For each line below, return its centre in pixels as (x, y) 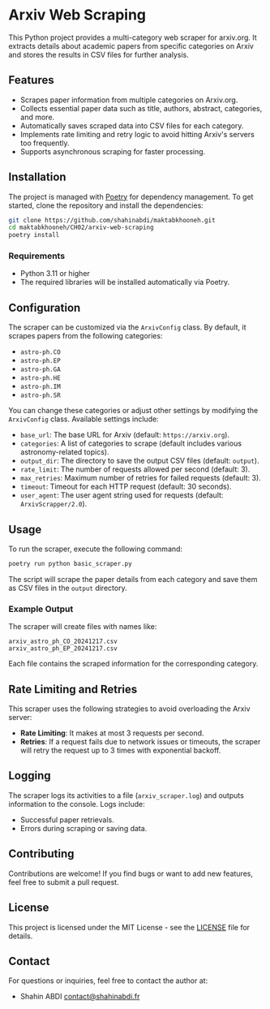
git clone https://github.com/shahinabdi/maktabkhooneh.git (112, 220)
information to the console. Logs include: (77, 804)
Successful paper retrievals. (67, 819)
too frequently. (45, 143)
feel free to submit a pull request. (64, 882)
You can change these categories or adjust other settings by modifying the (133, 411)
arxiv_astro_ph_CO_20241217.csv (63, 642)
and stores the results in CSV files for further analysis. (99, 54)
